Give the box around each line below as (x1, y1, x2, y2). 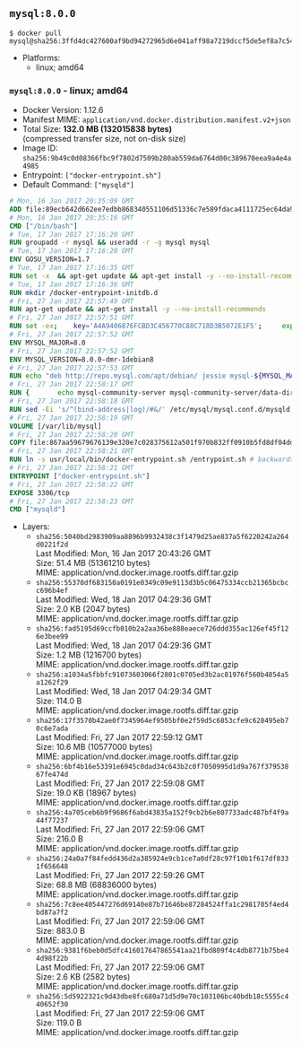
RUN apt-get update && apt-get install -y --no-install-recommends (9, 305, 267, 314)
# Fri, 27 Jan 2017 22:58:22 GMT (9, 480, 134, 489)
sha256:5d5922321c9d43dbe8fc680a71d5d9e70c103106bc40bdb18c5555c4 (35, 992, 289, 1001)
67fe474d (35, 771, 69, 780)
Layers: (21, 521, 50, 532)
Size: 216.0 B (35, 833, 83, 844)
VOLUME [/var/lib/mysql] (9, 422, 102, 431)
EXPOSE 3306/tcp (9, 488, 70, 497)
